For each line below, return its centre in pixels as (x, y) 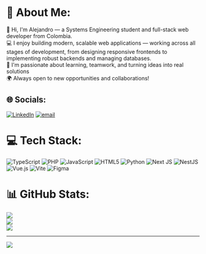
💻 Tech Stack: (44, 140)
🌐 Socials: (26, 100)
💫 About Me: (39, 13)
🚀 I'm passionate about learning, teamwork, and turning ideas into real (95, 64)
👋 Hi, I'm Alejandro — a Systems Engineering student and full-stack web (97, 29)
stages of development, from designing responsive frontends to (87, 52)
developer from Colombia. (39, 36)
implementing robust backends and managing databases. (79, 58)
